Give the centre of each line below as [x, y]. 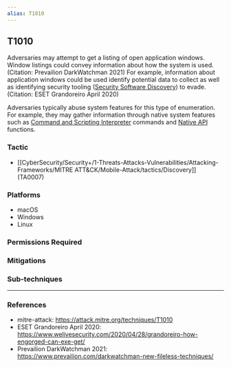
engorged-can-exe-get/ [51, 342]
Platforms [24, 194]
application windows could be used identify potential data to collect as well [113, 80]
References [27, 305]
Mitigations [26, 260]
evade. [196, 87]
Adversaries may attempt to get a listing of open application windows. [106, 58]
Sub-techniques [35, 279]
